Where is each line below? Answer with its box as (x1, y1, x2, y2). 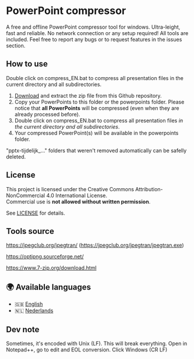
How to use (6, 59, 48, 69)
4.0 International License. (46, 192, 108, 199)
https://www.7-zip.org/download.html (6, 264, 97, 271)
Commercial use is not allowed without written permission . (6, 198, 151, 205)
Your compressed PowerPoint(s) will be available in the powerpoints (14, 129, 179, 136)
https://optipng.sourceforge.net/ (6, 253, 84, 260)
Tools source (6, 226, 54, 236)
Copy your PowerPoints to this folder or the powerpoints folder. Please (14, 98, 185, 105)
